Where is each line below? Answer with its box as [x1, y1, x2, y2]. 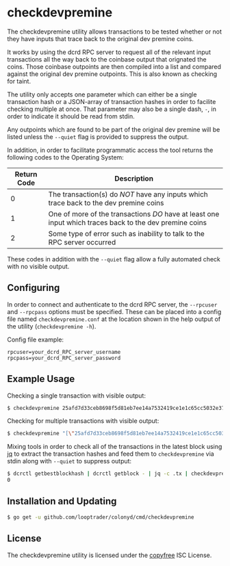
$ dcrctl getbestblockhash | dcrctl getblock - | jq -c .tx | [7, 470, 188, 477]
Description [114, 173, 154, 183]
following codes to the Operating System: [7, 153, 125, 162]
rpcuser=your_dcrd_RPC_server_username [7, 348, 121, 355]
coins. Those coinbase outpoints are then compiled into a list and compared [7, 62, 221, 70]
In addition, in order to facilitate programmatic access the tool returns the [7, 146, 214, 154]
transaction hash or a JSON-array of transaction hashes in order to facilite [7, 97, 216, 105]
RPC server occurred [48, 237, 116, 247]
